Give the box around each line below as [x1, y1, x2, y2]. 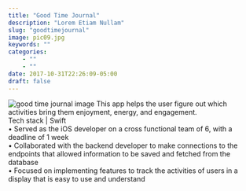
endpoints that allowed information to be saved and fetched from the [8, 149, 230, 158]
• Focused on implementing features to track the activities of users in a [8, 166, 238, 175]
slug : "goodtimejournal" [8, 26, 90, 34]
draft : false [8, 77, 51, 85]
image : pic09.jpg [8, 33, 65, 42]
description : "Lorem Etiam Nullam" [8, 19, 125, 27]
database [8, 157, 39, 167]
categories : [8, 48, 47, 56]
